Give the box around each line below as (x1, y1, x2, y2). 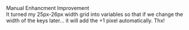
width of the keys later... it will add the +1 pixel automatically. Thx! (6, 17, 165, 24)
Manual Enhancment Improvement (6, 5, 89, 11)
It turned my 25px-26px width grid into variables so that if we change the (6, 11, 184, 18)
